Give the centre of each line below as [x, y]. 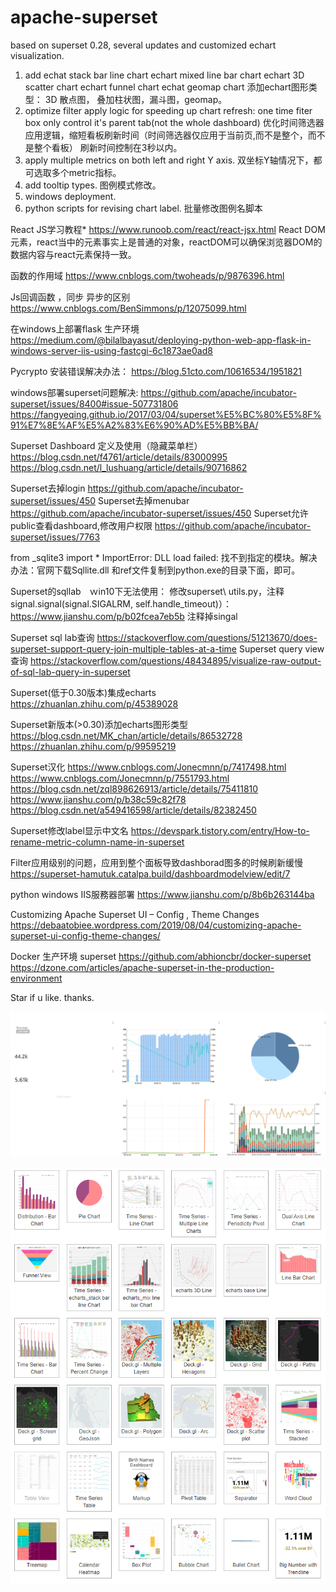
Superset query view [281, 648]
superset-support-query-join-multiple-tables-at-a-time [123, 648]
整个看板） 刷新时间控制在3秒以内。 [108, 147]
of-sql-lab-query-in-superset [70, 672]
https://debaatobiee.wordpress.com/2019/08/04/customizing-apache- [156, 925]
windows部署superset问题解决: [74, 392]
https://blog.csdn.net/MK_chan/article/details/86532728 [126, 735]
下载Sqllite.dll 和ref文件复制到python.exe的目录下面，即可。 [177, 570]
